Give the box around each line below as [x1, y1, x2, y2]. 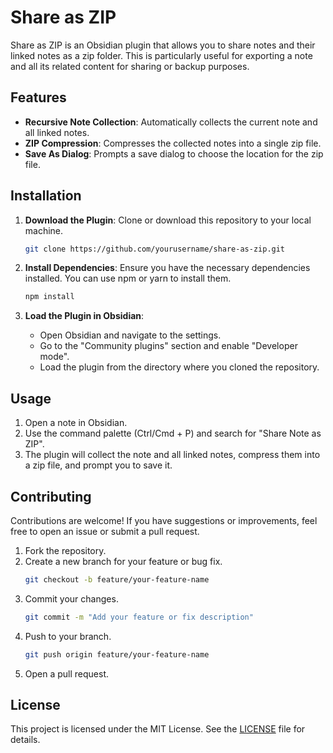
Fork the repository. [24, 544, 107, 556]
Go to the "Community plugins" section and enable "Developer [39, 340, 298, 352]
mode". [39, 351, 70, 363]
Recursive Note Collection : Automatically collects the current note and [24, 116, 318, 128]
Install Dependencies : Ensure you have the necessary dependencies [24, 262, 311, 274]
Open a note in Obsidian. [24, 417, 128, 429]
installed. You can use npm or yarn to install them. [24, 272, 232, 285]
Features [10, 89, 67, 106]
